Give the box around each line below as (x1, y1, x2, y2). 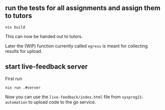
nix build (5, 25, 26, 30)
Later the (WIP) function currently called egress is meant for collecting (5, 43, 148, 49)
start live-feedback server (5, 63, 88, 71)
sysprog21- (122, 95, 144, 100)
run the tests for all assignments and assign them (5, 4, 161, 12)
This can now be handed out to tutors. (5, 33, 83, 39)
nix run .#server (5, 85, 41, 90)
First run (5, 75, 22, 81)
